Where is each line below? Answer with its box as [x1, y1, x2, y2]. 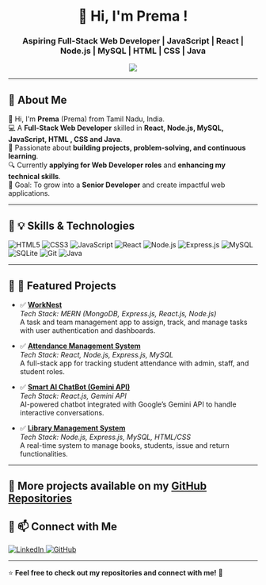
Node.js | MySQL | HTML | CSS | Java [60, 45, 206, 56]
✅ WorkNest [19, 300, 63, 309]
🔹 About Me [8, 93, 67, 106]
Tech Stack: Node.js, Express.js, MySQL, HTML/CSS [19, 432, 192, 442]
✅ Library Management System [19, 423, 126, 433]
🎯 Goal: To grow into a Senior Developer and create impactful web [8, 180, 226, 189]
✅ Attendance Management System [19, 341, 141, 350]
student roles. [19, 366, 65, 376]
